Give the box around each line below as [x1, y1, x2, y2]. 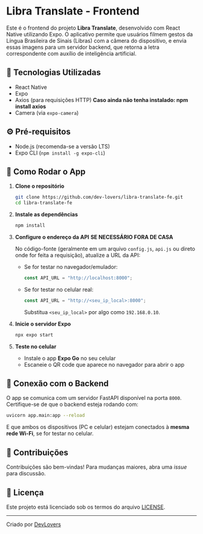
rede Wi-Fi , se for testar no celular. [6, 430, 94, 437]
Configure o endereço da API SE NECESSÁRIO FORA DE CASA [14, 234, 173, 240]
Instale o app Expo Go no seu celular [24, 355, 116, 362]
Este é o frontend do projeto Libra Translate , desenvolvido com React [6, 24, 180, 31]
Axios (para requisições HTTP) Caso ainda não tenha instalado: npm [14, 96, 188, 103]
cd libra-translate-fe [14, 200, 72, 206]
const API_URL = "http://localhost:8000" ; [24, 275, 133, 281]
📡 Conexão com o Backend [6, 379, 109, 389]
